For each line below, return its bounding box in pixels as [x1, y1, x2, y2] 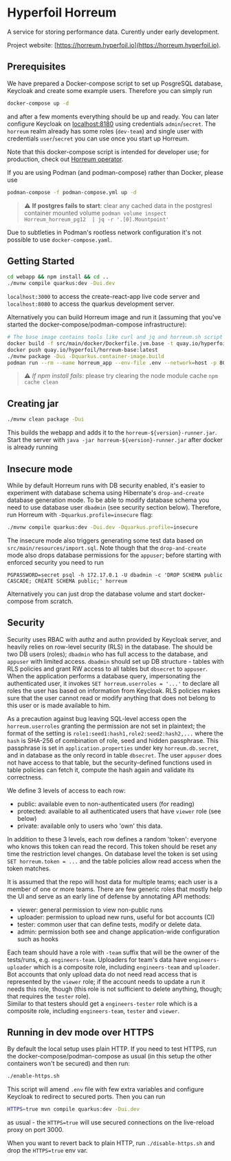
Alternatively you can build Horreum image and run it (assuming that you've [7, 313, 221, 322]
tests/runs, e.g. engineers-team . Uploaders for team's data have [7, 955, 188, 963]
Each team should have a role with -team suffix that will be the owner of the [7, 948, 220, 956]
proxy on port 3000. [7, 1126, 64, 1134]
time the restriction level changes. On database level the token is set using [7, 849, 218, 858]
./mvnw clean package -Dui [7, 416, 85, 423]
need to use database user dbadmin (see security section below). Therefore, [7, 503, 221, 511]
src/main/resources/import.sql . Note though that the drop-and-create [7, 543, 206, 552]
